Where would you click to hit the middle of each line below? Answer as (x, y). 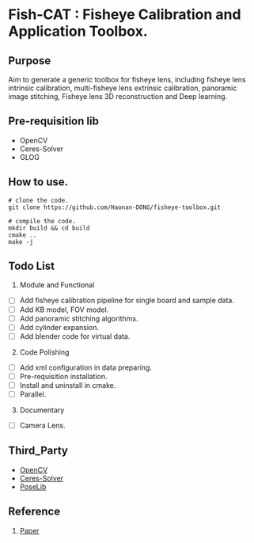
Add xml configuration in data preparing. (86, 367)
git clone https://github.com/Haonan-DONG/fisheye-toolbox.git (115, 207)
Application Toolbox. (78, 31)
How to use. (38, 182)
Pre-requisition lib (53, 122)
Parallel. (33, 394)
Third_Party (38, 451)
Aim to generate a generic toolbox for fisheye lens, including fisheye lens (127, 80)
